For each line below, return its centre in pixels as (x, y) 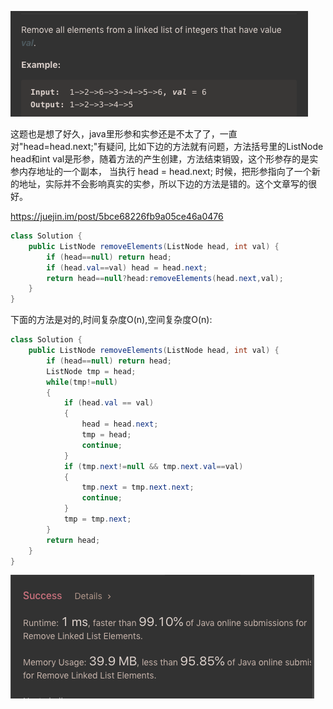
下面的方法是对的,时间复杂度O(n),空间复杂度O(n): (111, 320)
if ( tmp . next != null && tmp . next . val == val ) (153, 466)
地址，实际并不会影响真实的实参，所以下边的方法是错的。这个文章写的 (163, 184)
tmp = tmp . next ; (97, 519)
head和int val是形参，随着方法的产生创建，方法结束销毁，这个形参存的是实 (164, 159)
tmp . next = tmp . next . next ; (138, 487)
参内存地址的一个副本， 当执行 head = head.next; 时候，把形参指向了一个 (161, 171)
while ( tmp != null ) (82, 382)
